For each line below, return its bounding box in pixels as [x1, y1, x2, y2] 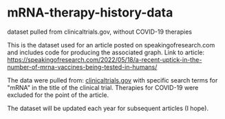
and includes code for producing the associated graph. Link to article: [7, 48, 205, 56]
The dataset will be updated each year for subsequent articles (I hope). [7, 104, 208, 112]
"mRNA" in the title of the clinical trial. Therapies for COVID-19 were [7, 83, 199, 91]
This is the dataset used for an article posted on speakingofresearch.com [7, 41, 215, 49]
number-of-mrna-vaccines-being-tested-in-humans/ [7, 63, 158, 71]
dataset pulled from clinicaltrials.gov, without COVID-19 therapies [7, 28, 193, 36]
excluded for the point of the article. [7, 91, 109, 99]
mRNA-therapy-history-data [7, 5, 173, 21]
